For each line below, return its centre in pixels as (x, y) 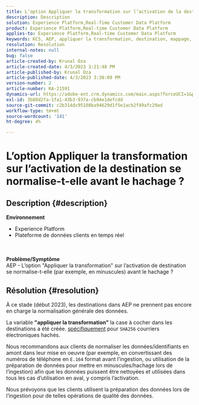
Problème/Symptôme (33, 259)
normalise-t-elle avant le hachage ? (95, 181)
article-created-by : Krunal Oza (46, 61)
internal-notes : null (33, 50)
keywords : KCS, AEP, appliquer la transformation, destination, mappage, (99, 39)
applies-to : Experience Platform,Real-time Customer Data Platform (91, 34)
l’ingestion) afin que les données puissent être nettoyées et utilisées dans (96, 371)
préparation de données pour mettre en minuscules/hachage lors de (89, 365)
